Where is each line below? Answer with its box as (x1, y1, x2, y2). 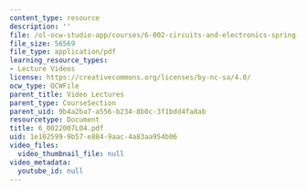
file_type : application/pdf (9, 47, 117, 57)
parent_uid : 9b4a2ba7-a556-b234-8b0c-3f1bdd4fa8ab (9, 107, 206, 116)
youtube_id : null (17, 166, 84, 175)
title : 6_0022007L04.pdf (9, 124, 104, 133)
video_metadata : (9, 157, 71, 167)
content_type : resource (9, 13, 101, 23)
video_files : (9, 141, 59, 150)
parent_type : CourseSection (9, 98, 117, 108)
